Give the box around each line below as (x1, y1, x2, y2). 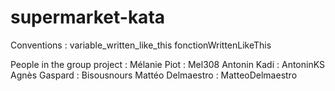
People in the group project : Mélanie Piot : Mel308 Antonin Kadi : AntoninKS (10, 58, 325, 70)
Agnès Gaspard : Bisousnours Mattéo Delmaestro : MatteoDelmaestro (10, 69, 298, 81)
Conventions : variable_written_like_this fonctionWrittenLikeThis (10, 39, 272, 51)
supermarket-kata (10, 6, 166, 29)
